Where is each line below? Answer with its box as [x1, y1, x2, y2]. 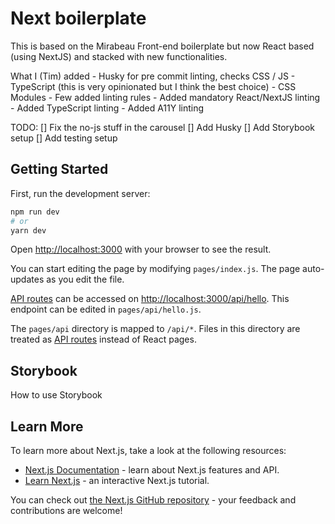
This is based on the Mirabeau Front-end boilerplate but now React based [10, 40, 315, 52]
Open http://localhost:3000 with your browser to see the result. [10, 243, 272, 256]
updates [10, 273, 45, 286]
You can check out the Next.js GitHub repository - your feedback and [10, 494, 297, 506]
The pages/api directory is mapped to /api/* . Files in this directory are [10, 323, 301, 335]
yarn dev [10, 225, 47, 236]
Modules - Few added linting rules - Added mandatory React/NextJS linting [10, 91, 321, 103]
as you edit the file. [46, 273, 125, 286]
